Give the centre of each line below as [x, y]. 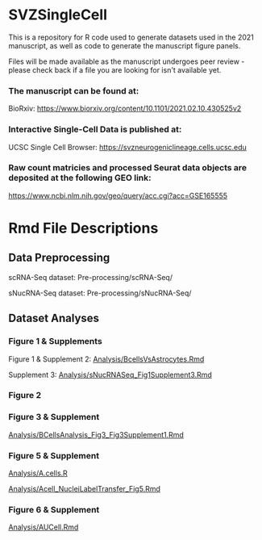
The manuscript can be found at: [74, 90]
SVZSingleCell [58, 15]
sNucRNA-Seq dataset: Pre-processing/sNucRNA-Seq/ [100, 293]
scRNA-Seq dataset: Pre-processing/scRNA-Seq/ [91, 277]
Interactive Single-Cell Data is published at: [95, 129]
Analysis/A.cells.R [38, 473]
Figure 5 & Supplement [54, 455]
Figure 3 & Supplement [54, 417]
